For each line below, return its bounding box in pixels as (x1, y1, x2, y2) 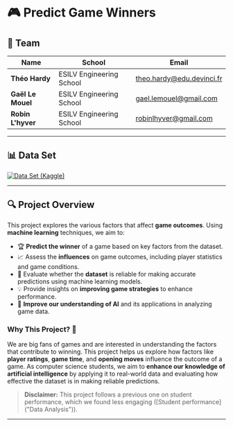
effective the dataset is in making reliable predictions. (7, 376, 160, 385)
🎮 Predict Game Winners (7, 5, 156, 21)
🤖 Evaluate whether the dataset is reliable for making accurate (17, 270, 196, 278)
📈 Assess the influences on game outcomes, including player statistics (17, 252, 223, 261)
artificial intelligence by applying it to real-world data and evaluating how (7, 369, 218, 378)
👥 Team (7, 37, 40, 49)
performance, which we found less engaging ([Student (24, 397, 181, 406)
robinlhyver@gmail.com (135, 114, 213, 123)
